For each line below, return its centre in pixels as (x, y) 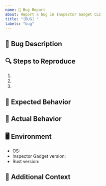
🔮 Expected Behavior (38, 102)
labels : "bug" (20, 24)
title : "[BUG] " (22, 19)
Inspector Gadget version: (39, 156)
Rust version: (26, 162)
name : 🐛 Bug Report (25, 10)
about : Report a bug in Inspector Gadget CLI (53, 14)
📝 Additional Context (38, 177)
